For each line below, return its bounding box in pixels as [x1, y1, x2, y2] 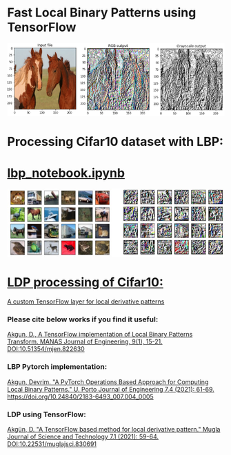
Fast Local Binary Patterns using [7, 5, 197, 21]
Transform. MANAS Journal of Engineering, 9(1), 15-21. [7, 337, 163, 346]
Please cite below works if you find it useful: [7, 315, 159, 324]
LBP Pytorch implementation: [7, 362, 108, 372]
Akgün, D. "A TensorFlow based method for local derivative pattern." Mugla [7, 425, 221, 434]
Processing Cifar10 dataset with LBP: [7, 134, 224, 149]
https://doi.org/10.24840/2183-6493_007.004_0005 [7, 392, 154, 401]
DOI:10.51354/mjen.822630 [7, 345, 85, 353]
